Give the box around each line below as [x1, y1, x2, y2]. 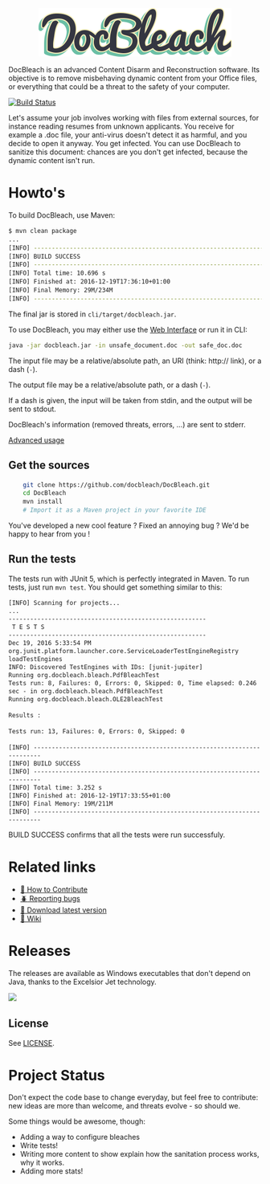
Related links [8, 858, 96, 876]
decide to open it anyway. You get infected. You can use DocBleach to [8, 139, 241, 148]
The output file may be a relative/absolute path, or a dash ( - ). [8, 380, 211, 390]
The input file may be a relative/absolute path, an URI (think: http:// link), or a [8, 356, 262, 365]
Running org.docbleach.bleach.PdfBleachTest [8, 671, 160, 679]
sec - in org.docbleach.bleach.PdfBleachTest [8, 687, 163, 695]
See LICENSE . [8, 1038, 55, 1047]
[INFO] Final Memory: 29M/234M [8, 286, 113, 295]
